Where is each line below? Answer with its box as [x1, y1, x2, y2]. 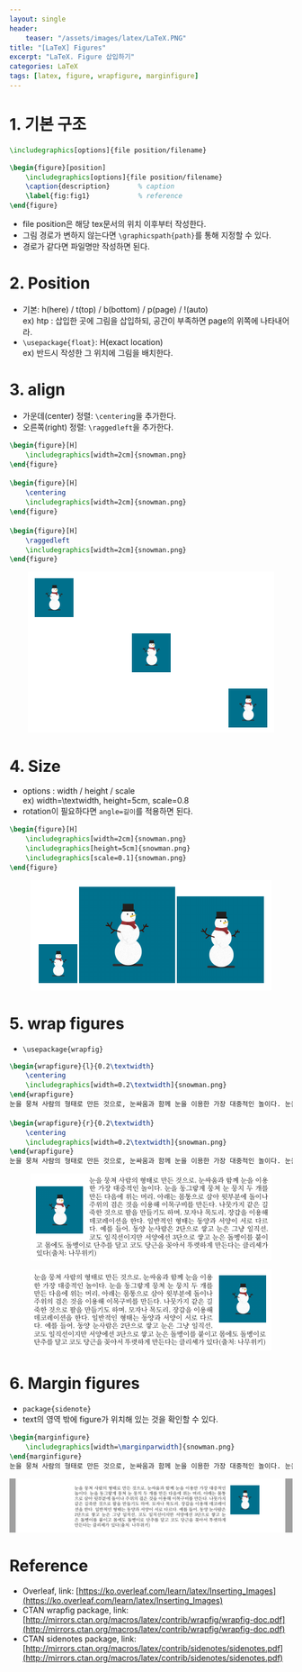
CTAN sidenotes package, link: [22, 1633, 137, 1644]
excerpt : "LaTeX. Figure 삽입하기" [9, 52, 135, 62]
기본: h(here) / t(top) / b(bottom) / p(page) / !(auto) [22, 304, 209, 314]
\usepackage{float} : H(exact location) [22, 337, 164, 347]
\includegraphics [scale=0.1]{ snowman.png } [25, 853, 187, 862]
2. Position [9, 273, 91, 294]
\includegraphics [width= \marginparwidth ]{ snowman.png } [25, 1442, 235, 1451]
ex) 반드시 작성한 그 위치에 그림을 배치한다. [22, 348, 173, 358]
